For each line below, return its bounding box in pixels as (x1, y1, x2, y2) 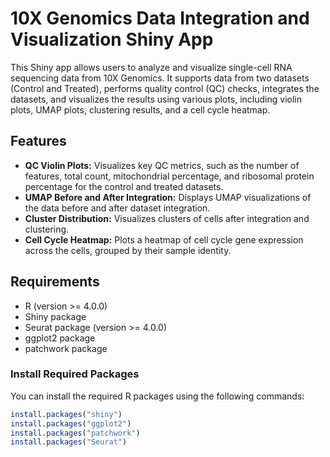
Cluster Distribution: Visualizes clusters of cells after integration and (24, 212, 310, 224)
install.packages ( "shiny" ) (10, 409, 123, 419)
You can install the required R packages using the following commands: (10, 390, 305, 402)
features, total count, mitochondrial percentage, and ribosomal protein (24, 170, 315, 182)
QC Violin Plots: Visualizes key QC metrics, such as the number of (24, 159, 300, 171)
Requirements (10, 273, 100, 291)
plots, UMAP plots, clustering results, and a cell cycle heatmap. (10, 103, 271, 116)
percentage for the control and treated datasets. (24, 180, 224, 192)
